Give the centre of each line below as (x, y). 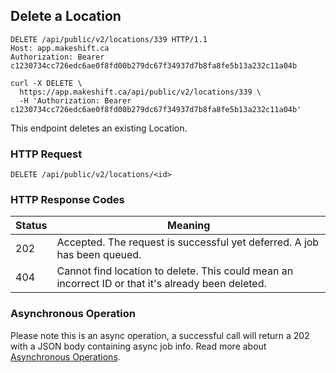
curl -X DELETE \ (46, 83)
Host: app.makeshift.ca (60, 48)
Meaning (189, 226)
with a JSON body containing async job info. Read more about (138, 346)
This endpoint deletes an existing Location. (99, 128)
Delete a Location (66, 16)
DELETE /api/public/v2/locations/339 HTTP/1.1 (109, 39)
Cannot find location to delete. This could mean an (175, 271)
